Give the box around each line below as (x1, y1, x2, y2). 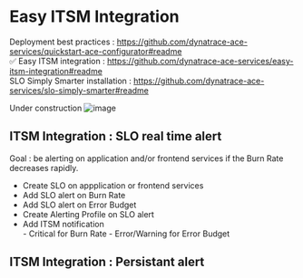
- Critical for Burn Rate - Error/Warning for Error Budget (22, 228, 230, 239)
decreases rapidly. (9, 162, 79, 173)
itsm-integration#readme (9, 65, 103, 76)
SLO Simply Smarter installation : (9, 75, 132, 86)
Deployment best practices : (9, 36, 115, 47)
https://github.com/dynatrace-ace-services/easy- (107, 55, 294, 66)
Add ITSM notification (22, 218, 104, 229)
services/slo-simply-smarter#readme (9, 84, 150, 96)
